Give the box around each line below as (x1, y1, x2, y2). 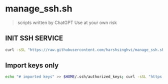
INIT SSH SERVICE (5, 34, 63, 42)
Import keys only (5, 61, 59, 70)
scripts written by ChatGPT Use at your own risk (17, 19, 117, 25)
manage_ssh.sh (5, 3, 72, 14)
